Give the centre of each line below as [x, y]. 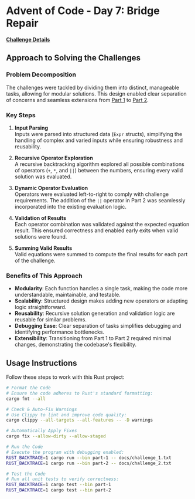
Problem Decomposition [41, 74]
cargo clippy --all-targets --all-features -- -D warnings [80, 420]
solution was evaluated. [43, 176]
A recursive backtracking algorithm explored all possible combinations [99, 164]
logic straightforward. [40, 307]
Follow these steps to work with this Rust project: [65, 377]
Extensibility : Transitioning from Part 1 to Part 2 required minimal [93, 338]
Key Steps [21, 115]
